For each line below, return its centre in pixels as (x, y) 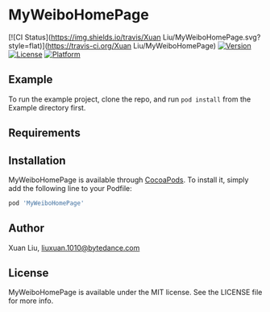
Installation (37, 160)
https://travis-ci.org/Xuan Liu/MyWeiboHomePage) (131, 45)
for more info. (31, 301)
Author (26, 229)
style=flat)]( (28, 45)
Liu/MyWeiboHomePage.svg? (212, 37)
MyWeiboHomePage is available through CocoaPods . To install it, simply (129, 180)
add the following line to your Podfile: (71, 188)
